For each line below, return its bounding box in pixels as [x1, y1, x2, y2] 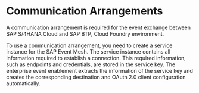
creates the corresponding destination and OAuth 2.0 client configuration [6, 73, 186, 80]
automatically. [6, 79, 41, 87]
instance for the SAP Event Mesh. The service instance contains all [6, 48, 171, 55]
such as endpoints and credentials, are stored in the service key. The [6, 61, 176, 68]
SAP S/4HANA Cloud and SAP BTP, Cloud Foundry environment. [6, 30, 164, 37]
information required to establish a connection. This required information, [6, 54, 186, 61]
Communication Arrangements [6, 4, 163, 18]
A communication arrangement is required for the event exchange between [6, 24, 191, 31]
